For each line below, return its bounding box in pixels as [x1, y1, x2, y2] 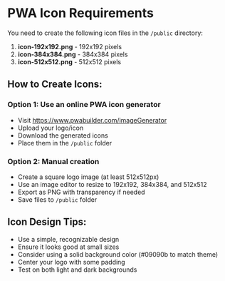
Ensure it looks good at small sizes [17, 242, 120, 251]
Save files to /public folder [17, 195, 98, 204]
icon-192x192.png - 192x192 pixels [17, 42, 122, 51]
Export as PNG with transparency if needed [17, 188, 145, 196]
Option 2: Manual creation [7, 156, 100, 166]
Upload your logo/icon [17, 123, 84, 132]
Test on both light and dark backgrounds [17, 265, 137, 274]
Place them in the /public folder [17, 138, 112, 147]
